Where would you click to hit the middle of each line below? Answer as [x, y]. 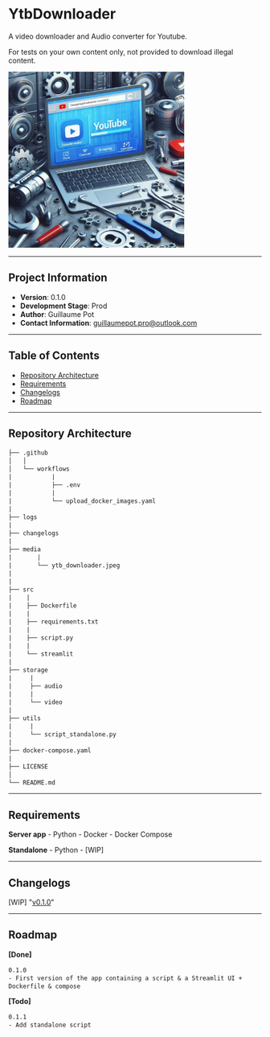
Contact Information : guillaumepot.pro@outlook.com [108, 323]
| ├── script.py [41, 638]
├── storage [28, 670]
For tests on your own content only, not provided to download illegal [121, 51]
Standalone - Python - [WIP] [56, 850]
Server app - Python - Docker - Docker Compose [90, 834]
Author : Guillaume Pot [57, 314]
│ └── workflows [39, 469]
